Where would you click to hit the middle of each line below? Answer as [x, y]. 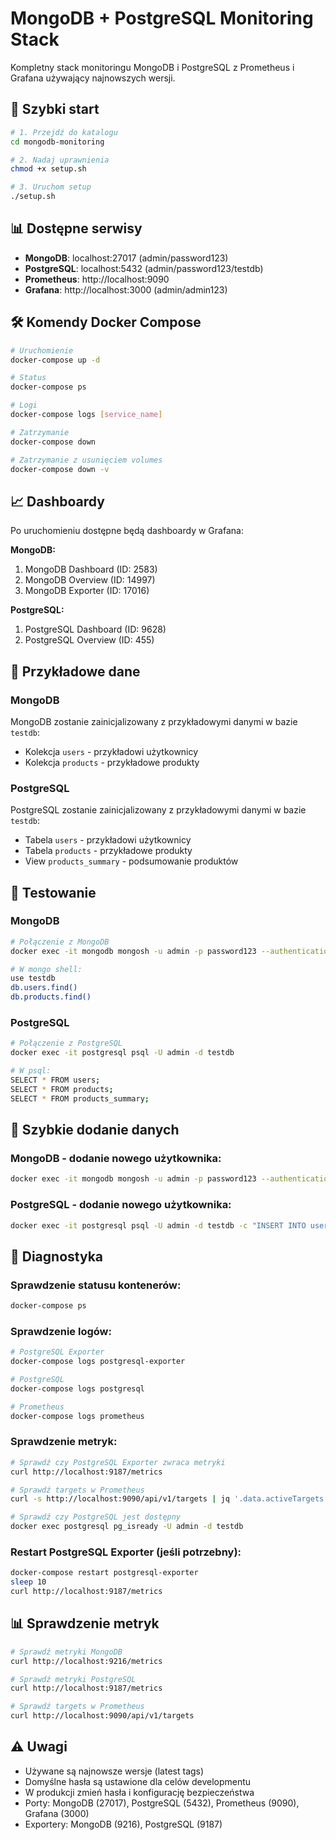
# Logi [24, 405]
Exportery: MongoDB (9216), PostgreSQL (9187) [123, 1824]
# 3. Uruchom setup [51, 187]
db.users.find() [44, 988]
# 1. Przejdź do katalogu [64, 132]
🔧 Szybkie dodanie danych [95, 1130]
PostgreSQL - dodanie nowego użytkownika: [121, 1205]
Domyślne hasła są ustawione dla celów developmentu [138, 1781]
